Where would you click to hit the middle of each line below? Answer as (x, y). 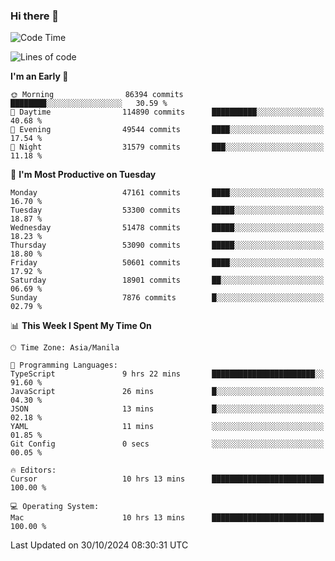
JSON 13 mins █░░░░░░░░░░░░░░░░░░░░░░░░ (167, 409)
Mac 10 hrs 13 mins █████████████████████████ (167, 518)
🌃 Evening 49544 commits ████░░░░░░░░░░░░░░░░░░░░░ (167, 130)
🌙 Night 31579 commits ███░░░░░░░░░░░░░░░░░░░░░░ (167, 147)
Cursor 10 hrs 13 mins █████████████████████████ (167, 479)
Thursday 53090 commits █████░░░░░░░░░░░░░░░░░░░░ (167, 245)
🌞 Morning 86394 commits (97, 95)
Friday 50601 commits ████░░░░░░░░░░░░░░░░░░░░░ (167, 263)
